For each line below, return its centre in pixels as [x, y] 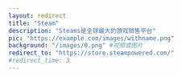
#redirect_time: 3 [39, 61]
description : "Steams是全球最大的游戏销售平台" [83, 30]
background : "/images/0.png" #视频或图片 [76, 46]
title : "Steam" [34, 23]
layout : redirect [37, 16]
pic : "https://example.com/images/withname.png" [91, 38]
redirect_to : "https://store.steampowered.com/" [91, 53]
